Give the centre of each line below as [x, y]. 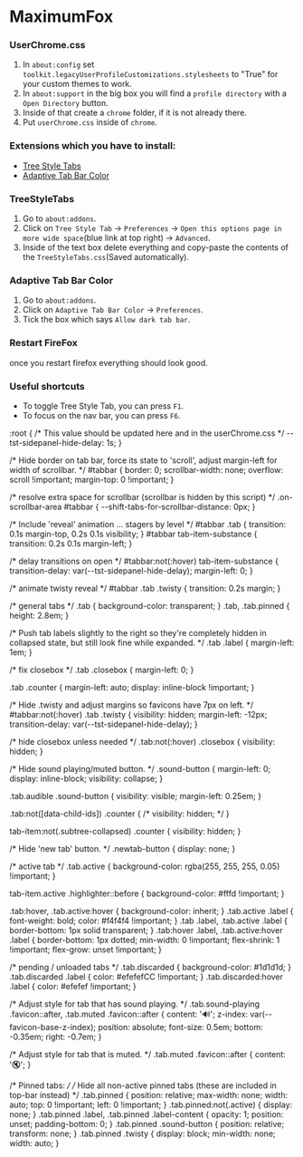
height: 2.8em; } [39, 615]
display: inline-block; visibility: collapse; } [86, 778]
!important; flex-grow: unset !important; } [86, 950]
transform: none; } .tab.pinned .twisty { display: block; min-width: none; [142, 1133]
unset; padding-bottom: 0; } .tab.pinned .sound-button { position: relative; [147, 1123]
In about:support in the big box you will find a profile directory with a [155, 93]
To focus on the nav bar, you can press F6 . [101, 415]
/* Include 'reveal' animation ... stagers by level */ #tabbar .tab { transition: [148, 524]
